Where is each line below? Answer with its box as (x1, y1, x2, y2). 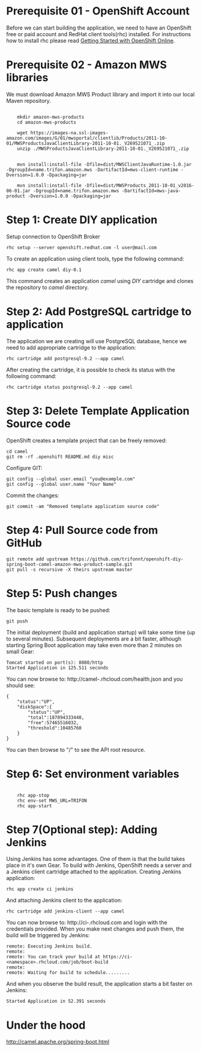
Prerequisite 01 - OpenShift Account (6, 4, 190, 18)
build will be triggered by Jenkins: (6, 932, 90, 939)
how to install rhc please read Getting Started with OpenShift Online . (6, 37, 175, 44)
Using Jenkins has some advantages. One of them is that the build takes (6, 855, 185, 863)
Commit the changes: (6, 492, 59, 499)
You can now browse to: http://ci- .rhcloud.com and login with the (6, 919, 167, 926)
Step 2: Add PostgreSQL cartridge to (6, 305, 192, 318)
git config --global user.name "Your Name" (6, 481, 117, 487)
